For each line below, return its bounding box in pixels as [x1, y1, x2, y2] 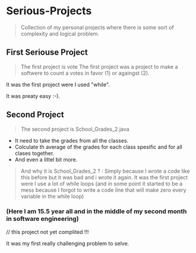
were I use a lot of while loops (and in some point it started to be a [20, 180, 183, 187]
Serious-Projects [6, 4, 92, 18]
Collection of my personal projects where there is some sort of [20, 24, 174, 31]
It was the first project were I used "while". [6, 81, 110, 88]
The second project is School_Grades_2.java [20, 125, 129, 132]
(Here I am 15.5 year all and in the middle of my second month [6, 207, 187, 216]
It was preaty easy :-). [6, 92, 61, 99]
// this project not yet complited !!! [6, 228, 89, 235]
